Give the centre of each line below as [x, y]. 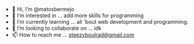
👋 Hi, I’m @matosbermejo [43, 9]
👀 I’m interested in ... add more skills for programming [78, 15]
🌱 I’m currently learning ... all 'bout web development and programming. [100, 22]
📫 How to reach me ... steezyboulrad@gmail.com [73, 35]
